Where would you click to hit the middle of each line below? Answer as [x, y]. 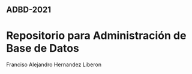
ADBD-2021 [28, 10]
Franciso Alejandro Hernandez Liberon [54, 64]
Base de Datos [43, 48]
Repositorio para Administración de [96, 36]
